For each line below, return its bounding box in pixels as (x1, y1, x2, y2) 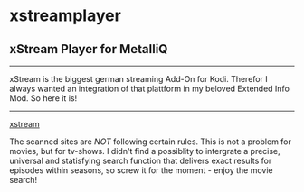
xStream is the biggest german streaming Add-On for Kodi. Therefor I (9, 74, 269, 84)
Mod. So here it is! (9, 93, 78, 104)
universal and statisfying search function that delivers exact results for (9, 155, 272, 166)
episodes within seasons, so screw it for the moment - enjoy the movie (9, 165, 273, 176)
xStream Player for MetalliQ (9, 41, 168, 57)
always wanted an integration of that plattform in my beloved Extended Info (9, 83, 290, 94)
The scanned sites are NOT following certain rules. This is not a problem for (9, 136, 292, 147)
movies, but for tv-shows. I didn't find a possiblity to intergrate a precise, (9, 146, 280, 156)
